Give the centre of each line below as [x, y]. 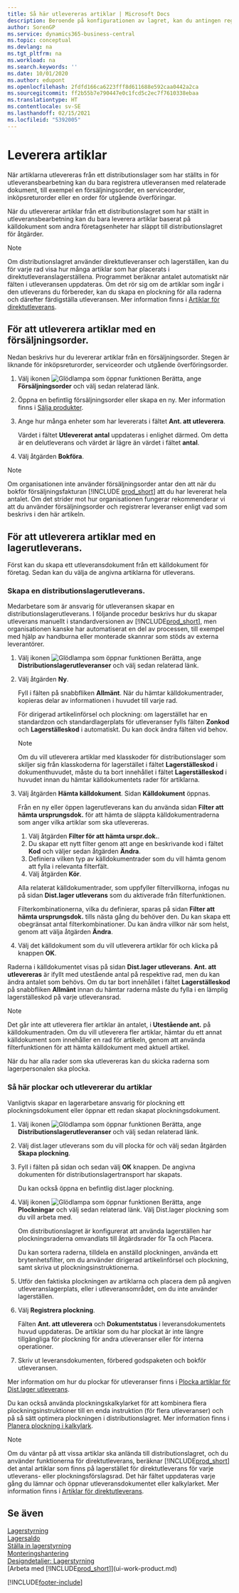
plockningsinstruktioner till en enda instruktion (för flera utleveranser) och [116, 1410]
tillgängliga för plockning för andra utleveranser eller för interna [111, 1339]
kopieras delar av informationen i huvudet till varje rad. [97, 701]
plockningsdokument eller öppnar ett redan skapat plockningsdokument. [114, 1110]
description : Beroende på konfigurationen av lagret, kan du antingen [114, 21]
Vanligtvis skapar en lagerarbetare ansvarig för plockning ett [96, 1103]
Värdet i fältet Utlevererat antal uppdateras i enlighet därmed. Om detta [123, 435]
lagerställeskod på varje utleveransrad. [64, 997]
